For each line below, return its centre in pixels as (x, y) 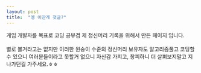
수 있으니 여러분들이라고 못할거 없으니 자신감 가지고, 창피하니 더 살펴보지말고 (97, 56)
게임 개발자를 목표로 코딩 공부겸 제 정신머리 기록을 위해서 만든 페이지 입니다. (96, 35)
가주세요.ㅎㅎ (43, 64)
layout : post (23, 12)
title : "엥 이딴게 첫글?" (36, 17)
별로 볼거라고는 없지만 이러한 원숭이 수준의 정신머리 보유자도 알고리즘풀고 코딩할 (101, 49)
